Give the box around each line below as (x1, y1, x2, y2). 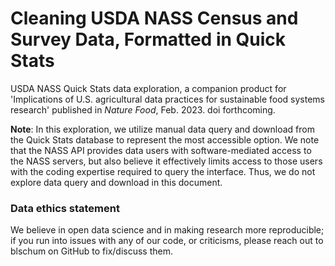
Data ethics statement (10, 201, 120, 215)
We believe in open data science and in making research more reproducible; (10, 224, 325, 236)
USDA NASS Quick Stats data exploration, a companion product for (10, 82, 287, 94)
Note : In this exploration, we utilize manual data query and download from (10, 123, 315, 135)
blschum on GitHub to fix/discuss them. (10, 245, 174, 257)
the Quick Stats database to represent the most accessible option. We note (10, 133, 320, 146)
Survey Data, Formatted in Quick (10, 28, 287, 51)
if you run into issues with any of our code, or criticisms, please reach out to (10, 235, 324, 247)
